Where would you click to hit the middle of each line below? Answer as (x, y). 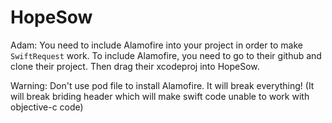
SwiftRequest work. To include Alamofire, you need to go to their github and (166, 55)
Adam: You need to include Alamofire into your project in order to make (156, 45)
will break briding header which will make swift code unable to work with (160, 96)
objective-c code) (47, 107)
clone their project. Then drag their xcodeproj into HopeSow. (135, 66)
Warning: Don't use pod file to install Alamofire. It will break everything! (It (162, 85)
